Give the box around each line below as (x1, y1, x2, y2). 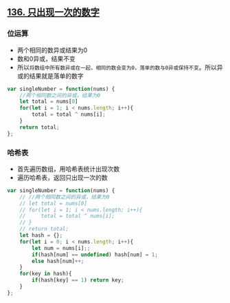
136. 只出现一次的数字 (7, 6, 100, 19)
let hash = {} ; (19, 232, 63, 239)
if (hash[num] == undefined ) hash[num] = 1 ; (32, 251, 158, 258)
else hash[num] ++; (32, 258, 84, 264)
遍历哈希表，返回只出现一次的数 (16, 173, 108, 181)
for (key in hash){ (19, 271, 72, 278)
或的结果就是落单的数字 (16, 72, 84, 80)
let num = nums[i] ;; (32, 244, 91, 251)
